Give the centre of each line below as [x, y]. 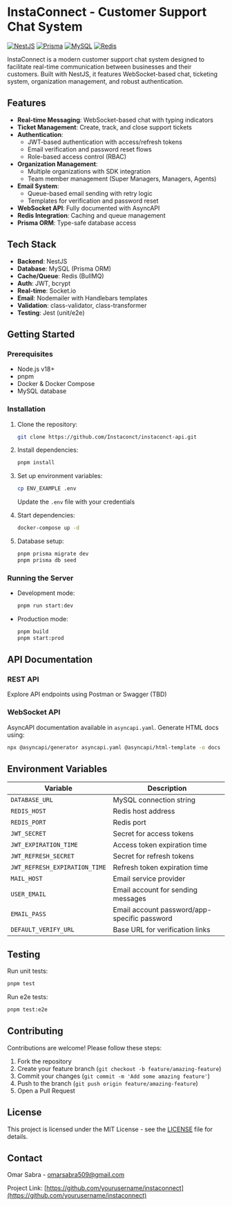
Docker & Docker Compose [56, 384]
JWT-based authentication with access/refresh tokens [105, 142]
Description [167, 788]
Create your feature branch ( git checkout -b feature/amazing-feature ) [119, 1068]
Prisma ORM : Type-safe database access [77, 223]
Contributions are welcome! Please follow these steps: [85, 1048]
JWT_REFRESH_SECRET [42, 856]
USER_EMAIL [28, 894]
